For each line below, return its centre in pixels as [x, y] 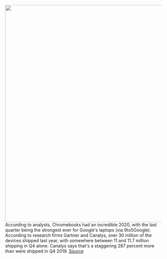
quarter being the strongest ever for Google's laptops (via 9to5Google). [78, 230]
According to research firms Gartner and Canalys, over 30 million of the [79, 235]
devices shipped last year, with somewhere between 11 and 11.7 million [77, 240]
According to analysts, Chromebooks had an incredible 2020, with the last [81, 225]
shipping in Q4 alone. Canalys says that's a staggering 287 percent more [80, 246]
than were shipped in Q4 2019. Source [44, 251]
